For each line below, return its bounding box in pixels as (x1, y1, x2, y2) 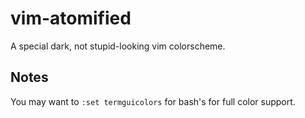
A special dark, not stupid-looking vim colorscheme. (10, 40, 226, 52)
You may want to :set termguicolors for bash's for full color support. (10, 95, 296, 107)
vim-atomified (10, 7, 132, 30)
